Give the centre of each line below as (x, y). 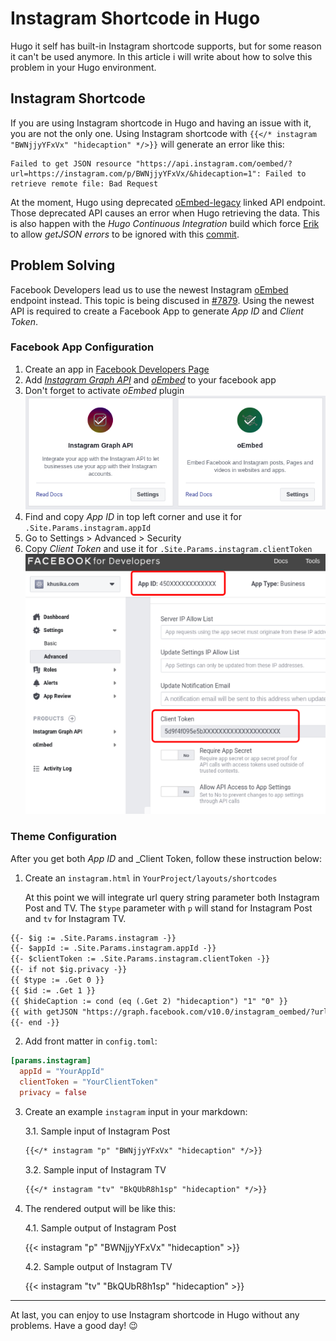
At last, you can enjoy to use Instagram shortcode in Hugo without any (155, 1314)
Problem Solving (63, 265)
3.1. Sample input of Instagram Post (97, 1131)
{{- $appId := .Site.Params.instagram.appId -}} (113, 948)
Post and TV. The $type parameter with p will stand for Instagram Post (168, 908)
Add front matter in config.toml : (91, 1041)
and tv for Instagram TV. (75, 918)
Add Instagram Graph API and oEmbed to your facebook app (150, 379)
